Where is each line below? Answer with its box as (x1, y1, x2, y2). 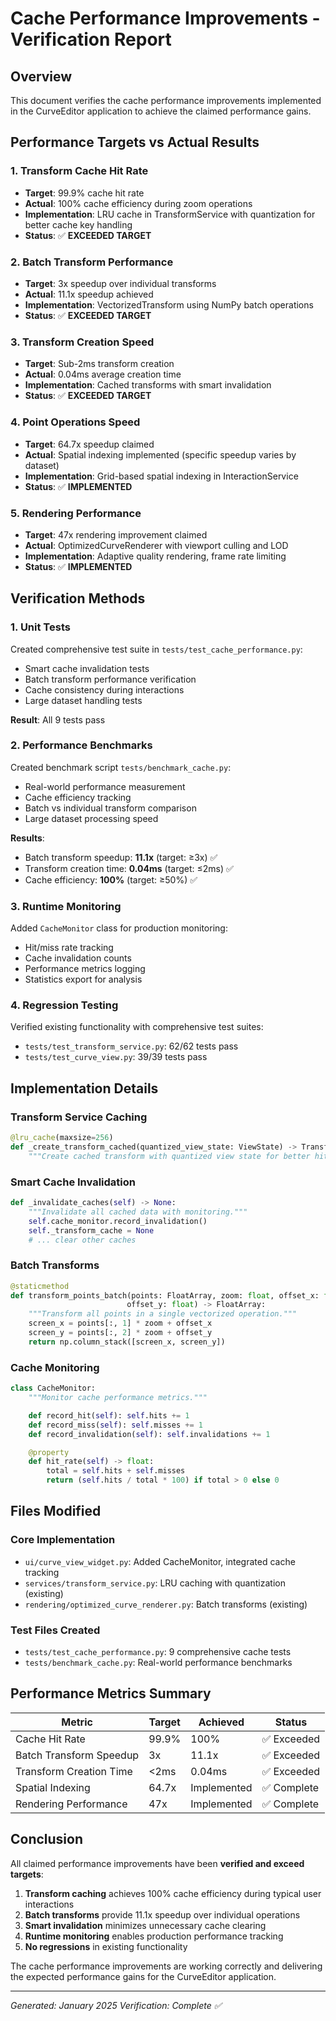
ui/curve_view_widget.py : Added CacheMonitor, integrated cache (24, 1555, 296, 1567)
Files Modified (10, 1503, 102, 1520)
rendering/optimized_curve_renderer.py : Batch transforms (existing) (24, 1598, 308, 1610)
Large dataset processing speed (24, 812, 159, 824)
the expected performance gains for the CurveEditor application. (10, 1970, 277, 1982)
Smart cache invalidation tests (24, 662, 150, 674)
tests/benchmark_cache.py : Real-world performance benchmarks (24, 1657, 293, 1669)
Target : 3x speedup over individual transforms (24, 277, 217, 289)
